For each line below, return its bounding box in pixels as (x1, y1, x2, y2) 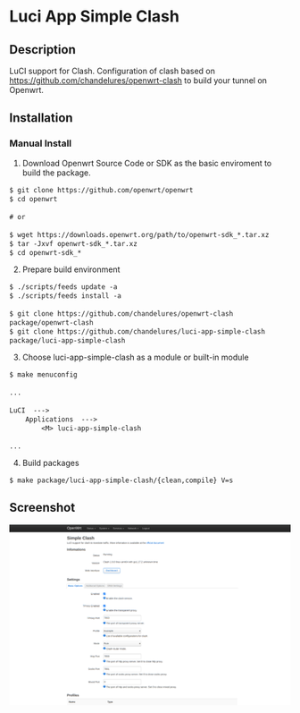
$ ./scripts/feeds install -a (9, 291, 122, 301)
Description (9, 42, 76, 57)
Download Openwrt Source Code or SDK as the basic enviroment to (21, 157, 272, 168)
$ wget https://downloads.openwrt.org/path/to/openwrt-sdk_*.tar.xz (9, 230, 270, 239)
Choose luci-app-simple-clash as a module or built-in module (21, 352, 249, 362)
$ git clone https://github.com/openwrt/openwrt (9, 185, 194, 194)
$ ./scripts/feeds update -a (9, 282, 118, 292)
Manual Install (9, 137, 72, 149)
